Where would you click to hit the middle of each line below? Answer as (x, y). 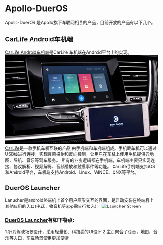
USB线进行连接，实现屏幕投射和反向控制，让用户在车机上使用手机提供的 (77, 154)
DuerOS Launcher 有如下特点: (40, 220)
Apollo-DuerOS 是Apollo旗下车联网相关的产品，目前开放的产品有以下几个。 (80, 22)
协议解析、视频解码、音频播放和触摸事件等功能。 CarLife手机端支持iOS (84, 166)
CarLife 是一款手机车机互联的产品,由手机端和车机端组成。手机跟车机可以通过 (81, 148)
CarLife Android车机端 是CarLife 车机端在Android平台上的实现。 (68, 52)
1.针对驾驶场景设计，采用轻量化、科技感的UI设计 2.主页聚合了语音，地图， (79, 231)
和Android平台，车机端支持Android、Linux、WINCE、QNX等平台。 (72, 172)
